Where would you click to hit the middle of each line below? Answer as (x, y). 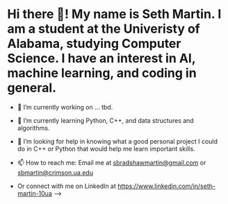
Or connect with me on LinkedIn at (67, 186)
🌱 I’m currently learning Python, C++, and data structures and (106, 120)
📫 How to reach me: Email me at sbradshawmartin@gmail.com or (112, 162)
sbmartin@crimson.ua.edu (55, 172)
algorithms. (33, 128)
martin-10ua (34, 193)
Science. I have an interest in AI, (101, 59)
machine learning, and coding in (102, 73)
